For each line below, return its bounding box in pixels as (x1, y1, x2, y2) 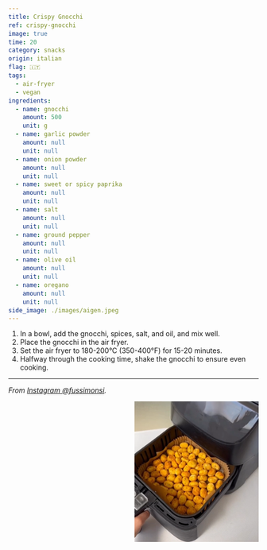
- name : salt (15, 206, 59, 214)
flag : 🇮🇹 (8, 64, 41, 72)
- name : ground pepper (15, 230, 91, 238)
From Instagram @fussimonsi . (8, 385, 107, 395)
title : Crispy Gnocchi (8, 13, 83, 21)
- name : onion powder (15, 155, 87, 163)
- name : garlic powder (15, 130, 91, 138)
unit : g (22, 122, 48, 130)
